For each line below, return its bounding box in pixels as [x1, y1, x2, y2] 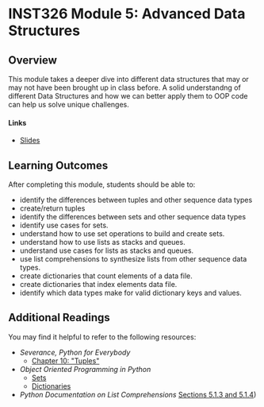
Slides [19, 136, 40, 145]
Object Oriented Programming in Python [19, 364, 151, 374]
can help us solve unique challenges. [8, 100, 129, 109]
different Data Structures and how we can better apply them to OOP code [8, 91, 248, 100]
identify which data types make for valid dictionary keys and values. [19, 288, 242, 298]
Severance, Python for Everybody [19, 347, 131, 357]
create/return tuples [19, 203, 86, 213]
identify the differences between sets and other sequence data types [19, 212, 247, 222]
